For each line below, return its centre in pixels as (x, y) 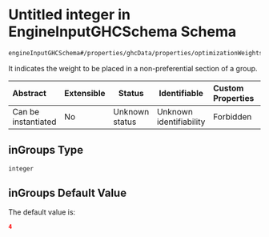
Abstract (29, 93)
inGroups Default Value (67, 193)
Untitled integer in (69, 15)
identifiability (181, 122)
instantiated (34, 122)
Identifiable (181, 93)
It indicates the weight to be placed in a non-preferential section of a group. (133, 68)
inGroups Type (46, 150)
